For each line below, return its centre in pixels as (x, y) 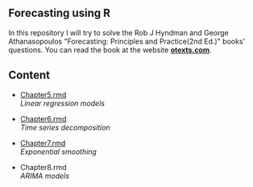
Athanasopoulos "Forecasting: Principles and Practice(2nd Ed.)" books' (127, 41)
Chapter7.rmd (43, 143)
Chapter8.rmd (43, 167)
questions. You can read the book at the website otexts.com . (110, 50)
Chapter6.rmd (43, 118)
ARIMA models (45, 176)
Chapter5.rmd (43, 94)
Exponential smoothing (58, 152)
